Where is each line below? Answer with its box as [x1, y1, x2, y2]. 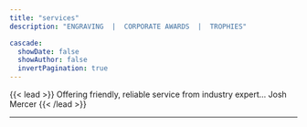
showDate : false [17, 47, 79, 56]
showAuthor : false [17, 56, 89, 65]
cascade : [9, 38, 43, 48]
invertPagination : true [17, 64, 108, 73]
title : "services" [9, 13, 79, 23]
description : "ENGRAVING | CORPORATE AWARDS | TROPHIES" [9, 22, 248, 31]
